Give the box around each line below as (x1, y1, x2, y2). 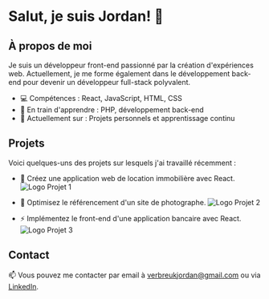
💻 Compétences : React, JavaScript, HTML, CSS (19, 94, 182, 103)
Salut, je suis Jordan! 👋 (8, 7, 164, 26)
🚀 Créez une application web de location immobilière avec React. (19, 173, 235, 183)
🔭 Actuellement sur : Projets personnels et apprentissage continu (19, 114, 235, 123)
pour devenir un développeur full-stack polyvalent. (22, 78, 191, 87)
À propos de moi (8, 39, 92, 53)
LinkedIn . (8, 281, 39, 291)
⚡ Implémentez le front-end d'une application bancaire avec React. (19, 213, 242, 223)
